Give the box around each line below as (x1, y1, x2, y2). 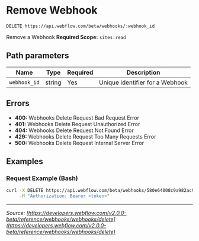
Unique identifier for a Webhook (98, 78, 188, 86)
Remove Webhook (6, 4, 98, 17)
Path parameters (6, 51, 69, 61)
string (45, 78, 62, 86)
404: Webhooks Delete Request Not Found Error (14, 127, 134, 134)
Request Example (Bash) (6, 174, 78, 182)
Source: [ (6, 210, 28, 216)
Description (126, 68, 161, 76)
